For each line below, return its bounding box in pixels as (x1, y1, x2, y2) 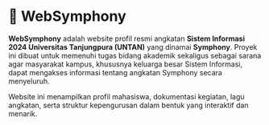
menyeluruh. (8, 76, 50, 86)
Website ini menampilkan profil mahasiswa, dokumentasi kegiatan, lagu (8, 91, 245, 101)
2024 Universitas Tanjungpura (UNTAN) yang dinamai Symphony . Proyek (8, 42, 258, 51)
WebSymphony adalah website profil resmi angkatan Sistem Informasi (8, 34, 246, 43)
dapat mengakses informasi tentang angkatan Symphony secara (8, 67, 223, 77)
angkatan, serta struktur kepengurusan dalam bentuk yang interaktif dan (8, 100, 249, 110)
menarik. (8, 108, 38, 119)
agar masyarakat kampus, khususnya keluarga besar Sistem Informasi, (8, 59, 243, 69)
